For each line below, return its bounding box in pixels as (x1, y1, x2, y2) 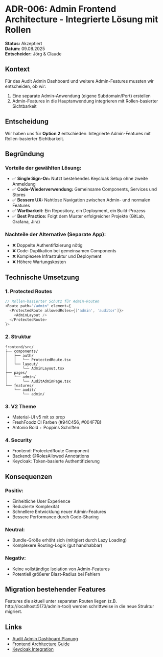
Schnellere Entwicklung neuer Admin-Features (12, 509, 107, 515)
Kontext (5, 65, 30, 73)
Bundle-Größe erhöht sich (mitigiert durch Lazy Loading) (12, 537, 127, 543)
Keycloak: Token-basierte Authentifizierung (12, 458, 100, 464)
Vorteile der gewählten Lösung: (5, 164, 82, 171)
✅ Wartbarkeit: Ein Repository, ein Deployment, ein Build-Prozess (12, 208, 146, 214)
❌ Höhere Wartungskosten (12, 259, 66, 265)
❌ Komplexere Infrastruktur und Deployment (12, 253, 102, 259)
